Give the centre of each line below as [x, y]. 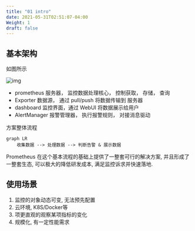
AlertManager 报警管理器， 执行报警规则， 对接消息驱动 [82, 115]
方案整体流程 [22, 128]
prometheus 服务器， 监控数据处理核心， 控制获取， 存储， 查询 [92, 93]
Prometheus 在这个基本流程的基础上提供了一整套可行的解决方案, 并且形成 [95, 157]
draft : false [22, 28]
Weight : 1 [18, 22]
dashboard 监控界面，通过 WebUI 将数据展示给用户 [77, 108]
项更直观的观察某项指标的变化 [51, 214]
